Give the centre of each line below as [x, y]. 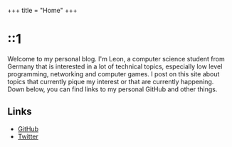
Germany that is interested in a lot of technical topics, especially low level [115, 66]
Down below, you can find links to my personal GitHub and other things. [112, 89]
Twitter [28, 136]
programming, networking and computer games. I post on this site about [114, 73]
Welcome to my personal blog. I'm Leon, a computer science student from [116, 59]
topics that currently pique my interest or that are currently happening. [111, 81]
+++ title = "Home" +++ [42, 10]
